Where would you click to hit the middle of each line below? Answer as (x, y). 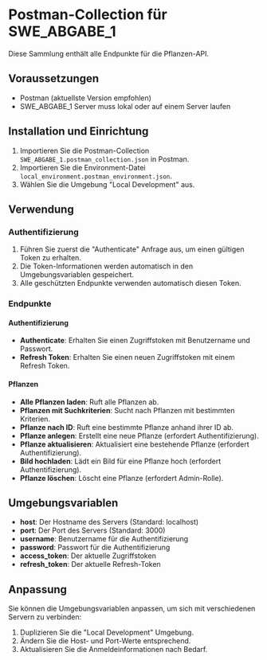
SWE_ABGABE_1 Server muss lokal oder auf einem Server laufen (125, 106)
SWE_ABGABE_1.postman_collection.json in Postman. (104, 159)
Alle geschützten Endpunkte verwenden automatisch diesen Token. (130, 283)
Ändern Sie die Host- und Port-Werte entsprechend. (105, 641)
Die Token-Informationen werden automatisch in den (106, 266)
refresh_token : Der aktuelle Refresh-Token (90, 564)
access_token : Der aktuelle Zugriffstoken (88, 556)
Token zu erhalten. (51, 258)
